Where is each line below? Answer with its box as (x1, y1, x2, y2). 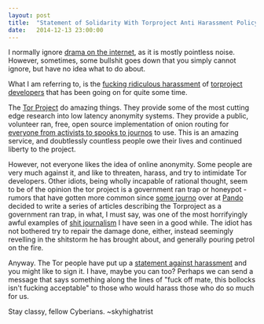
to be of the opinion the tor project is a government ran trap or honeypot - (8, 185, 247, 195)
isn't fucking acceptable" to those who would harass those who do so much (8, 283, 255, 293)
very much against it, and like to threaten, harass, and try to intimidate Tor (8, 168, 247, 177)
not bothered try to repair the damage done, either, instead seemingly (8, 227, 234, 236)
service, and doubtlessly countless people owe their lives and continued (8, 137, 242, 146)
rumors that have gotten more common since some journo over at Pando (8, 193, 244, 202)
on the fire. (8, 243, 44, 253)
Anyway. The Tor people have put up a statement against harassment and (8, 258, 247, 268)
